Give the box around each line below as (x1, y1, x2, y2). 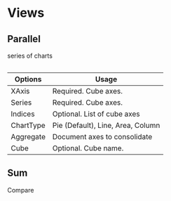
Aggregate (11, 132, 46, 141)
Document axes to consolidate (52, 132, 153, 141)
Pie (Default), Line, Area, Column (52, 121, 160, 130)
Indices (11, 109, 35, 119)
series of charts (7, 51, 53, 60)
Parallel (7, 33, 41, 45)
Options (14, 74, 42, 84)
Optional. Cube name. (52, 143, 124, 153)
